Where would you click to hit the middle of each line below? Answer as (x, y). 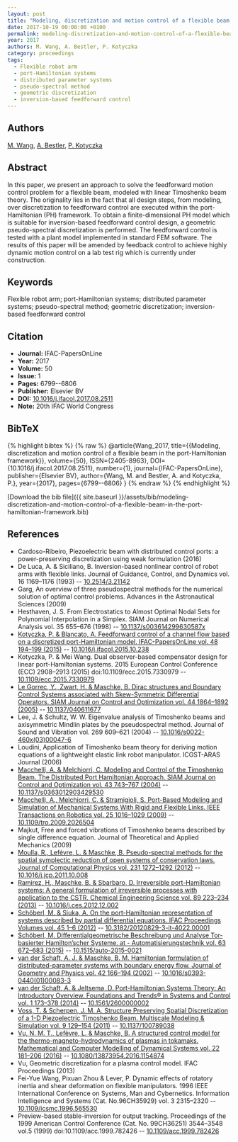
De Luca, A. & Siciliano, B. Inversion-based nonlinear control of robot (118, 566)
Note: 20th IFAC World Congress (66, 406)
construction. (27, 260)
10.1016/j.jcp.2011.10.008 (53, 875)
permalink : (23, 34)
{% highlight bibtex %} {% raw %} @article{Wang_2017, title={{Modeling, (114, 446)
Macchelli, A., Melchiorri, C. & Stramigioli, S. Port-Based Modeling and (120, 799)
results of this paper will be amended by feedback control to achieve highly (117, 244)
